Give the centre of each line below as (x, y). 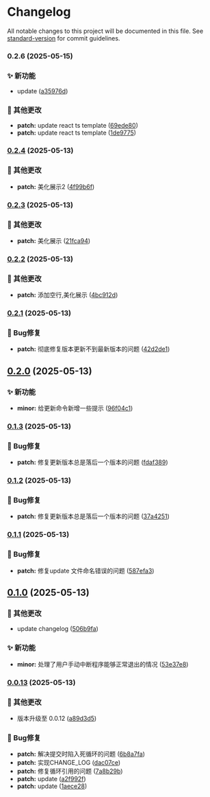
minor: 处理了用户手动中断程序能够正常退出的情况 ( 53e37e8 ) (103, 664)
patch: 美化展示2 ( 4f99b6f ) (56, 187)
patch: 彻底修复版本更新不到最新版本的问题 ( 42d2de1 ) (93, 349)
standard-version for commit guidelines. (64, 38)
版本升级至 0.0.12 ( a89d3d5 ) (57, 718)
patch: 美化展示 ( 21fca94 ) (54, 240)
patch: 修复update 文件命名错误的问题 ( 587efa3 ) (86, 570)
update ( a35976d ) (42, 91)
